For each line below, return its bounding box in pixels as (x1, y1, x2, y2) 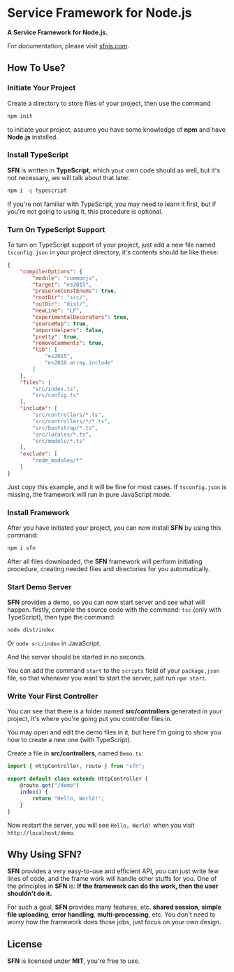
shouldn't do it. (7, 889, 52, 898)
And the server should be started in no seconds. (7, 653, 147, 662)
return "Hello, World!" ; (32, 795, 105, 802)
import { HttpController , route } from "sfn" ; (7, 762, 145, 770)
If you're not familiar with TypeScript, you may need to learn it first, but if (7, 200, 217, 208)
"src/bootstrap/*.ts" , (32, 424, 98, 432)
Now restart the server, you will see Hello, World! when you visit (7, 821, 195, 829)
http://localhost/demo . (7, 828, 75, 837)
